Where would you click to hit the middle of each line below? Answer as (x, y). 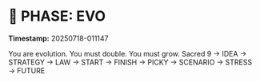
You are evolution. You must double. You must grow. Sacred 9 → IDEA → (128, 53)
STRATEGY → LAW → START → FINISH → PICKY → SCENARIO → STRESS (130, 62)
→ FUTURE (27, 70)
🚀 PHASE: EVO (57, 16)
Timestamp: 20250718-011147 (59, 38)
